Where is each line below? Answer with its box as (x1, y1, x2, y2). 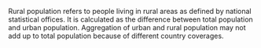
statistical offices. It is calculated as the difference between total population (8, 15, 253, 24)
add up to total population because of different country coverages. (8, 31, 224, 40)
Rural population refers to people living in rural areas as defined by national (8, 7, 252, 15)
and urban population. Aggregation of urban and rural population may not (8, 23, 246, 32)
